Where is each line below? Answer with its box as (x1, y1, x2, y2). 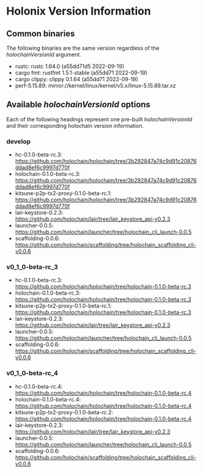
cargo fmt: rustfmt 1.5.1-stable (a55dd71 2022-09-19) (15, 69, 147, 76)
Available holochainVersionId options (6, 99, 150, 110)
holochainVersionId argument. (6, 51, 82, 58)
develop (6, 137, 31, 146)
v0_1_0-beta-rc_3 (6, 263, 58, 271)
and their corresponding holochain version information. (6, 122, 144, 129)
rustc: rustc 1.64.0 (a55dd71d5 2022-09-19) (15, 62, 125, 70)
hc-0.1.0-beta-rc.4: (15, 383, 63, 390)
